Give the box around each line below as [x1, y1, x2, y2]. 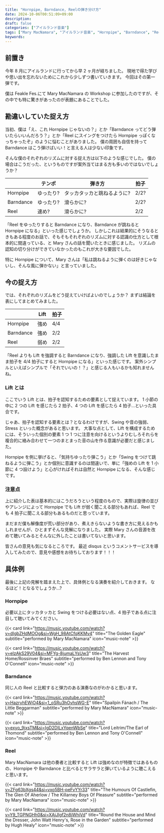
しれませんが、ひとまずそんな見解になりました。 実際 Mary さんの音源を [5, 526, 151, 532]
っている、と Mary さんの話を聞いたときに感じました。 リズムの [26, 240, 156, 245]
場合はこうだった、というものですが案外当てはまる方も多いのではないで [5, 161, 150, 167]
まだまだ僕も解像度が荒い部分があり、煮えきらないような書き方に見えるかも [5, 520, 159, 526]
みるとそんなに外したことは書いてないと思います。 [26, 533, 128, 539]
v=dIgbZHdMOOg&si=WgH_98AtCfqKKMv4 [5, 631, 93, 637]
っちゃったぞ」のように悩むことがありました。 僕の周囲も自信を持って [5, 138, 147, 145]
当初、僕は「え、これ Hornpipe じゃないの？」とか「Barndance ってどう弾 [5, 126, 156, 132]
